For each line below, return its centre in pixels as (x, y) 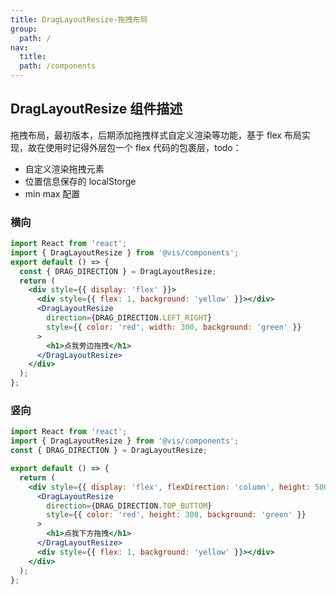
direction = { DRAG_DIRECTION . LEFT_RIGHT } (129, 318)
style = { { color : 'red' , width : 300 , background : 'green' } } (174, 327)
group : (24, 29)
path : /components (58, 66)
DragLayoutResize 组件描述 (96, 109)
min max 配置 (52, 193)
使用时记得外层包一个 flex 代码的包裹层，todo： (143, 147)
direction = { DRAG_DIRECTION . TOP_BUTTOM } (129, 506)
